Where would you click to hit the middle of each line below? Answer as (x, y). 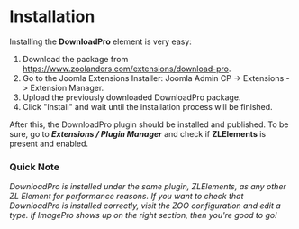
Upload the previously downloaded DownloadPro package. (131, 97)
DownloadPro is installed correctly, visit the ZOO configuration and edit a (145, 206)
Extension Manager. (67, 87)
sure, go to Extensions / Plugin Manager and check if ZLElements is (138, 133)
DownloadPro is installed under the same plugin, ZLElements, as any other (148, 187)
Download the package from (75, 59)
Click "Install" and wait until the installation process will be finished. (147, 106)
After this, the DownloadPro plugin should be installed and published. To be (149, 124)
